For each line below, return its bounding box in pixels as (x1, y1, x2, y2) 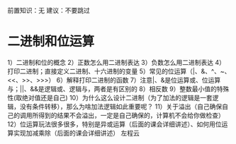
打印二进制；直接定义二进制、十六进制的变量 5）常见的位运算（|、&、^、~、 (7, 66, 231, 76)
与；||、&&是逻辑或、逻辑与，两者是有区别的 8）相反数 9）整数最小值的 (7, 84, 218, 93)
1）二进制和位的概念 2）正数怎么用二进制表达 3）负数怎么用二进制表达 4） (7, 58, 225, 66)
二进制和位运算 (7, 34, 95, 49)
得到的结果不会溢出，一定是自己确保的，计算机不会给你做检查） (38, 111, 225, 119)
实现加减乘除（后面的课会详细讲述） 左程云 (13, 128, 140, 137)
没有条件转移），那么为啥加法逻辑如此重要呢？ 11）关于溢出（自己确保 (19, 102, 223, 111)
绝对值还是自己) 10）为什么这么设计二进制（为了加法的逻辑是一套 (22, 93, 213, 102)
